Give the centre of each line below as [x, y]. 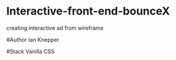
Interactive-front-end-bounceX [88, 11]
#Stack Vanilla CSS [31, 51]
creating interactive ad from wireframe [55, 28]
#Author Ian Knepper [33, 39]
